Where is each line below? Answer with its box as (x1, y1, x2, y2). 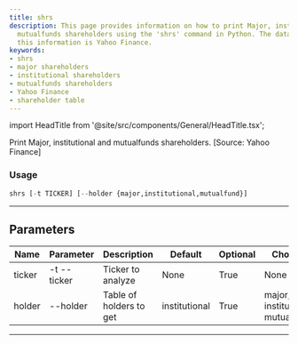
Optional (218, 248, 256, 260)
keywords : (9, 46, 46, 55)
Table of (103, 289, 137, 301)
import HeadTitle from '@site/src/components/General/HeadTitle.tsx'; (9, 120, 265, 131)
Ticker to (103, 263, 140, 276)
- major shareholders (9, 63, 90, 72)
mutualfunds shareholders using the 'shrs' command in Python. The (17, 29, 272, 38)
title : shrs (9, 12, 53, 22)
